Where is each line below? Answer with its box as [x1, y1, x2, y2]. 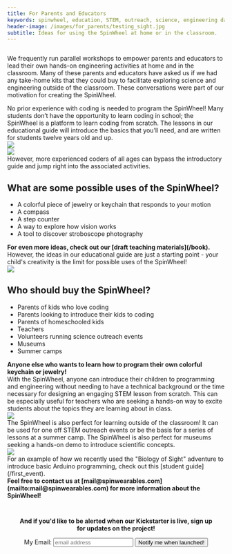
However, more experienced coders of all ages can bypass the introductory [7, 155, 222, 163]
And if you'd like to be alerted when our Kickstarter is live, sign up [19, 517, 213, 525]
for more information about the [109, 484, 200, 492]
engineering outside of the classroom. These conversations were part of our [7, 83, 224, 92]
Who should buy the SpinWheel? [7, 284, 151, 297]
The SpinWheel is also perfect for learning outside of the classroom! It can [7, 418, 219, 426]
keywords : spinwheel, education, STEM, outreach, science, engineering [7, 17, 217, 23]
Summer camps [17, 346, 63, 355]
